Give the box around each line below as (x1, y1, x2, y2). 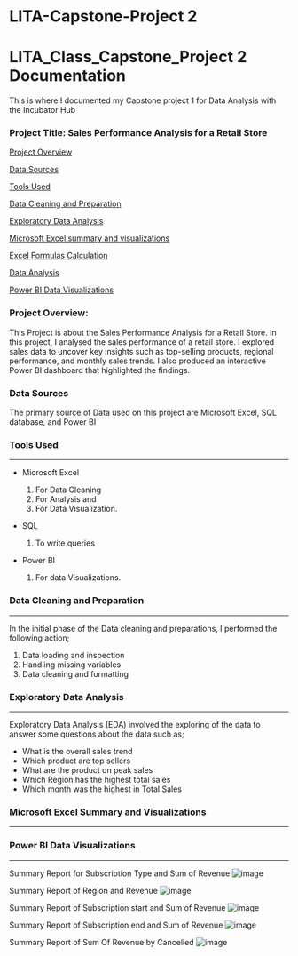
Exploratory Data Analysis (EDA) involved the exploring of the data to (9, 719, 261, 729)
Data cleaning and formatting (21, 668, 129, 679)
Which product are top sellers (21, 755, 131, 766)
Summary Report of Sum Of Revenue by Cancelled (9, 936, 194, 947)
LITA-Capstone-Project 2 (9, 6, 198, 27)
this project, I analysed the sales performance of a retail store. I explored (9, 336, 275, 347)
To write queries (35, 538, 96, 548)
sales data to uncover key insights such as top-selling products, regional (9, 346, 274, 356)
